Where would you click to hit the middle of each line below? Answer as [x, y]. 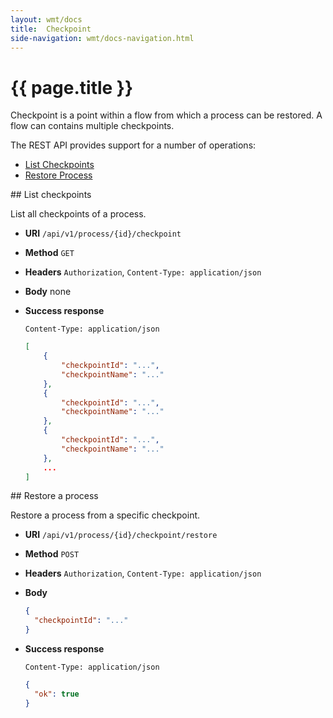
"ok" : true [57, 694]
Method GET [49, 253]
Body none [48, 292]
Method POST [52, 554]
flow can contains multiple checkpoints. [92, 126]
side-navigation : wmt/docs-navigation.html [102, 38]
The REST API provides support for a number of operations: [133, 145]
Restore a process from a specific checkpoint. [105, 515]
